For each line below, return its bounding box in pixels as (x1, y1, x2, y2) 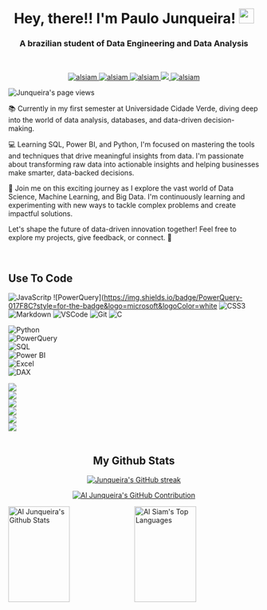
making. (8, 124, 35, 133)
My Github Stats (92, 454, 175, 467)
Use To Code (8, 271, 73, 285)
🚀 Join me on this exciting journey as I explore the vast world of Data (8, 183, 234, 193)
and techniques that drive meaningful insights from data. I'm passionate (8, 152, 245, 161)
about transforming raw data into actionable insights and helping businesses (8, 159, 260, 169)
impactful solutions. (8, 209, 73, 218)
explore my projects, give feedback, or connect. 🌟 (8, 233, 173, 242)
